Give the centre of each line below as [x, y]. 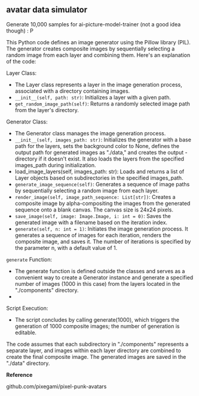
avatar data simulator [47, 10]
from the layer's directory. [47, 110]
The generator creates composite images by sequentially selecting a [91, 49]
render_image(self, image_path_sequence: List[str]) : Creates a [95, 197]
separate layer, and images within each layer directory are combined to [94, 350]
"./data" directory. [28, 363]
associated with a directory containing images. [72, 91]
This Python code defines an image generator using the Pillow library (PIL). [99, 42]
